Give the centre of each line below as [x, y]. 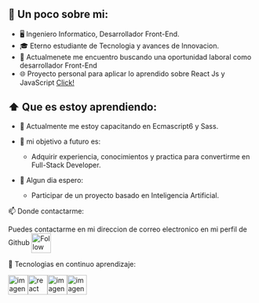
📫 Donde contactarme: [46, 211]
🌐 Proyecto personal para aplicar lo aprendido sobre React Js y [122, 73]
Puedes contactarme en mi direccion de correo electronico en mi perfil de [128, 229]
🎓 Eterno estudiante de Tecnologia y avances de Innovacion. [119, 46]
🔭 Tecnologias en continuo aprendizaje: [72, 264]
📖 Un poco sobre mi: [58, 15]
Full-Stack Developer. [66, 165]
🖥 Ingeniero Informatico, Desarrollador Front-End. [99, 34]
